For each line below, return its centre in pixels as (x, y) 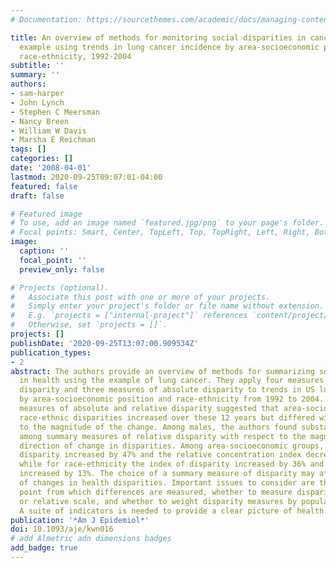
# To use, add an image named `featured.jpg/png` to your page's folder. (167, 223)
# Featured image (46, 214)
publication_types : (51, 352)
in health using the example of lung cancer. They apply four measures (172, 381)
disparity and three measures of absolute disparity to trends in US (167, 390)
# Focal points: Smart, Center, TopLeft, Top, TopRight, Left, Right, (160, 232)
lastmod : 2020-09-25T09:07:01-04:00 (86, 177)
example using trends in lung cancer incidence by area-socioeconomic (169, 47)
